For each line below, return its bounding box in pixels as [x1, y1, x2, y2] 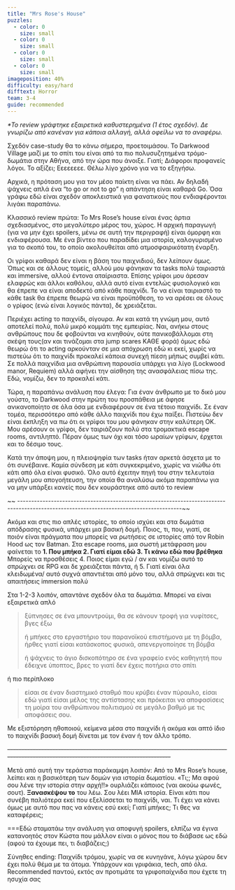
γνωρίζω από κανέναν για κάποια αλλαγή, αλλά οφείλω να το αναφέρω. [7, 127, 222, 136]
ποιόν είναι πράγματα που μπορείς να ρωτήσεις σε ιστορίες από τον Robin [7, 532, 225, 541]
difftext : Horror [7, 88, 58, 95]
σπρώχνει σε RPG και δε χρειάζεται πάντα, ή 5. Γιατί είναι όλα [7, 562, 190, 570]
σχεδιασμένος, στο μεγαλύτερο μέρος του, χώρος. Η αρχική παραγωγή [7, 220, 216, 229]
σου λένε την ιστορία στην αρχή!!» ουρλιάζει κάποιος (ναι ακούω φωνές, [7, 781, 222, 789]
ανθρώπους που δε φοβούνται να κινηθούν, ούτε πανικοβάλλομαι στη [7, 330, 213, 338]
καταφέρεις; [7, 810, 43, 819]
